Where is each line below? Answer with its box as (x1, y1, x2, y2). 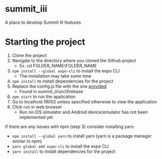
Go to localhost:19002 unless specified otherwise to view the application (12, 98, 158, 105)
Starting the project (5, 36, 86, 48)
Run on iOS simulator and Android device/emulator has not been (19, 109, 148, 115)
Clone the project (12, 52, 47, 58)
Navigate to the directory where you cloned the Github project (12, 57, 136, 64)
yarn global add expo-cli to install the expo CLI (12, 143, 109, 149)
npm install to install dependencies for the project (12, 78, 113, 84)
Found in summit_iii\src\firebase (19, 88, 83, 94)
